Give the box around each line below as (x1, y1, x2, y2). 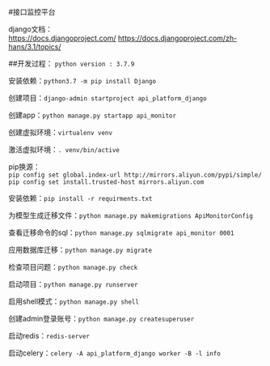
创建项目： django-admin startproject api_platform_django (8, 93, 208, 103)
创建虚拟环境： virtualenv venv (8, 128, 113, 137)
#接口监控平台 (8, 7, 56, 16)
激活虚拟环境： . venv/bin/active (8, 145, 120, 154)
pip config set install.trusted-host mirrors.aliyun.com (8, 178, 205, 186)
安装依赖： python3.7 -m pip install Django (8, 76, 156, 85)
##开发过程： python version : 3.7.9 (8, 59, 135, 68)
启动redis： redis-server (8, 331, 91, 340)
